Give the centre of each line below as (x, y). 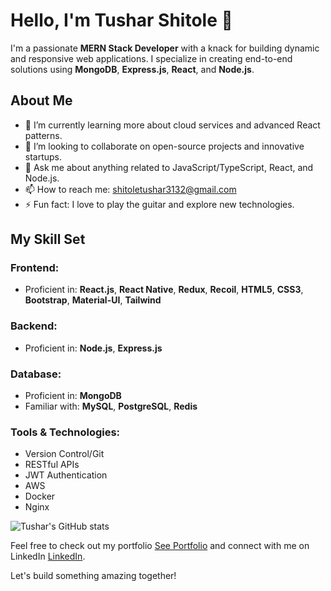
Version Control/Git (64, 454)
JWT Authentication (66, 475)
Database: (36, 374)
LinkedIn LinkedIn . (48, 556)
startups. (43, 156)
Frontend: (35, 268)
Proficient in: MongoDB (73, 396)
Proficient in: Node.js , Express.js (93, 348)
